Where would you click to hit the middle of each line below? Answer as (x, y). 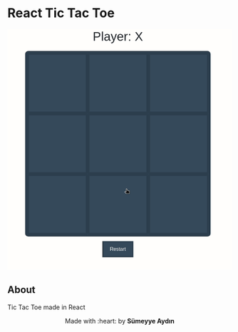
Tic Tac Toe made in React (46, 307)
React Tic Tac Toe (61, 13)
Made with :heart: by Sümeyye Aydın (120, 321)
